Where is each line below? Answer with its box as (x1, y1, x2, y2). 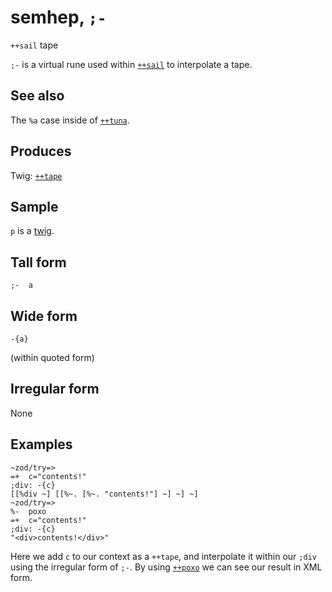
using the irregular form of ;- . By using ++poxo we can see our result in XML (10, 561, 323, 573)
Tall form (10, 254, 67, 271)
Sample (10, 198, 59, 215)
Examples (10, 436, 73, 453)
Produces (10, 143, 72, 160)
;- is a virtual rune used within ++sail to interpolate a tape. (10, 58, 253, 70)
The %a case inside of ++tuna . (10, 114, 130, 126)
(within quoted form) (10, 352, 95, 363)
